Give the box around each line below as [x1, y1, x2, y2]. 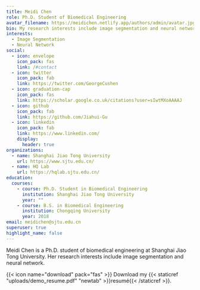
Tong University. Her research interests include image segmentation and [6, 252, 184, 260]
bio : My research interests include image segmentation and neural [6, 25, 177, 32]
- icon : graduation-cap [11, 86, 70, 92]
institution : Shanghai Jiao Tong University [21, 191, 135, 197]
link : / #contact [17, 64, 58, 70]
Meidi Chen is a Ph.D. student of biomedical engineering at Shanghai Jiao [6, 247, 186, 254]
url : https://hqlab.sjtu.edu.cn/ [17, 169, 100, 176]
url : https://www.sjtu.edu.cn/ [17, 158, 95, 164]
